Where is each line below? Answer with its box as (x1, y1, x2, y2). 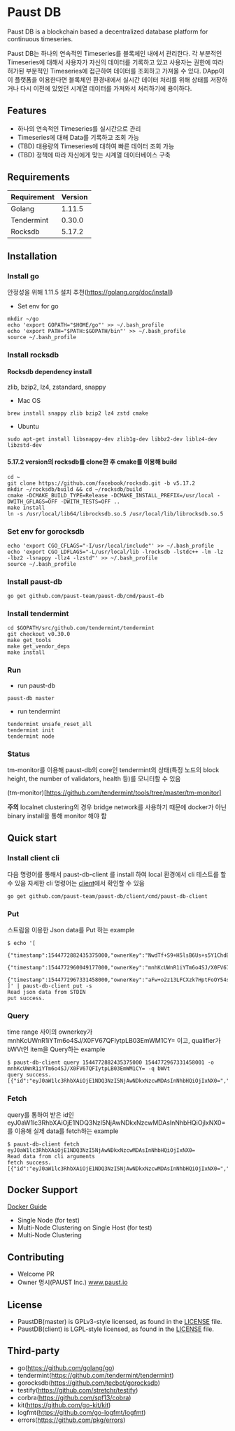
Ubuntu (17, 422, 40, 431)
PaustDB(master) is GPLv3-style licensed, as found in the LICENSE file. (17, 1318, 222, 1326)
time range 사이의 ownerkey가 (7, 1027, 93, 1036)
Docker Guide (7, 1202, 48, 1211)
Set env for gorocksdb (7, 526, 85, 536)
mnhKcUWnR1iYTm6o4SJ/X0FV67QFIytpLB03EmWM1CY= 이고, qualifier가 (7, 1037, 222, 1045)
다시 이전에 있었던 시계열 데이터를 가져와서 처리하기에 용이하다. (20, 84, 192, 92)
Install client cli (7, 853, 60, 863)
